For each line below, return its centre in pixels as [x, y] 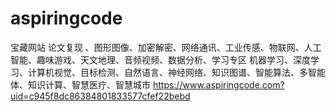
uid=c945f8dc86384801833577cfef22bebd [100, 96]
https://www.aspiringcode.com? [218, 84]
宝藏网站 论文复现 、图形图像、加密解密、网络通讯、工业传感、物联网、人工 [166, 47]
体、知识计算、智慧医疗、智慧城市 [80, 84]
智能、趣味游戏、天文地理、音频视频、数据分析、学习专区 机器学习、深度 [160, 59]
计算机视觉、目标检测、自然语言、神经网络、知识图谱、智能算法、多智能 [176, 72]
